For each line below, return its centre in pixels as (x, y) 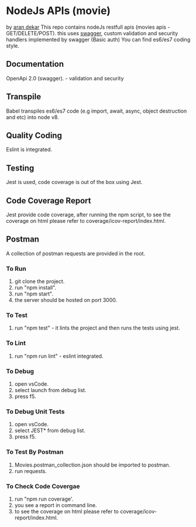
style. (13, 46)
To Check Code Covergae (43, 486)
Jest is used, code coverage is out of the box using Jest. (74, 182)
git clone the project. (39, 281)
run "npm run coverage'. (44, 499)
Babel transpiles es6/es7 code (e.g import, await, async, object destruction (97, 111)
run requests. (31, 471)
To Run (16, 268)
